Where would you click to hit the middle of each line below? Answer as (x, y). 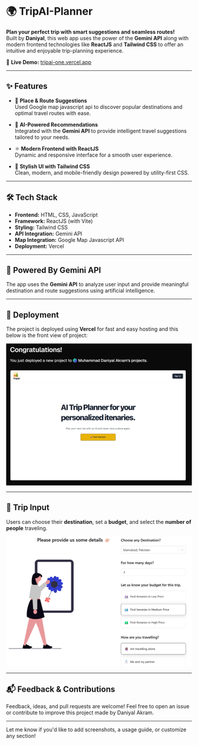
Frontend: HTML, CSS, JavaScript (56, 215)
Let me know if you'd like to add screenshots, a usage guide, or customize (96, 730)
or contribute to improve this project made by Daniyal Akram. (80, 712)
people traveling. (27, 528)
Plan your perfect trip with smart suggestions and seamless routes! (90, 32)
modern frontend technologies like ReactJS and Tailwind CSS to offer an (95, 44)
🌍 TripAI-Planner (49, 12)
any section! (21, 736)
